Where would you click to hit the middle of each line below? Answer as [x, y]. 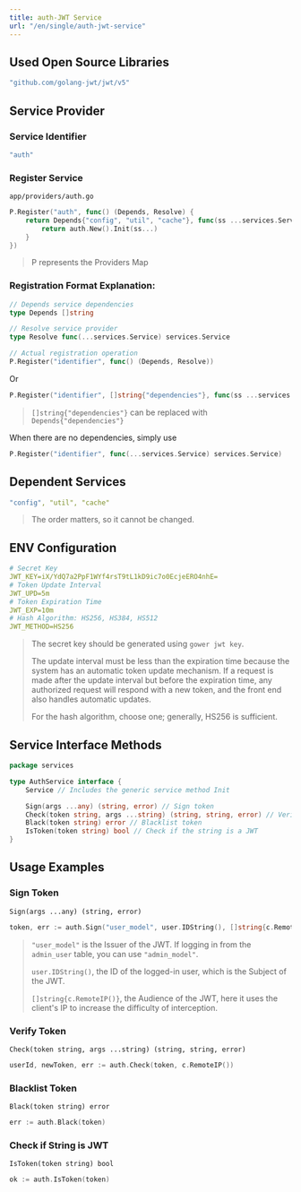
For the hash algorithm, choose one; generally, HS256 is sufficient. [154, 717]
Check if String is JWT [59, 1145]
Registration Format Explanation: [82, 286]
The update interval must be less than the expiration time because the [160, 661]
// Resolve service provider [64, 329]
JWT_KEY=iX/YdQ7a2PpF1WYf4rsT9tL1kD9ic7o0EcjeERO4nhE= [114, 577]
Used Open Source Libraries [90, 62]
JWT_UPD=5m [30, 593]
